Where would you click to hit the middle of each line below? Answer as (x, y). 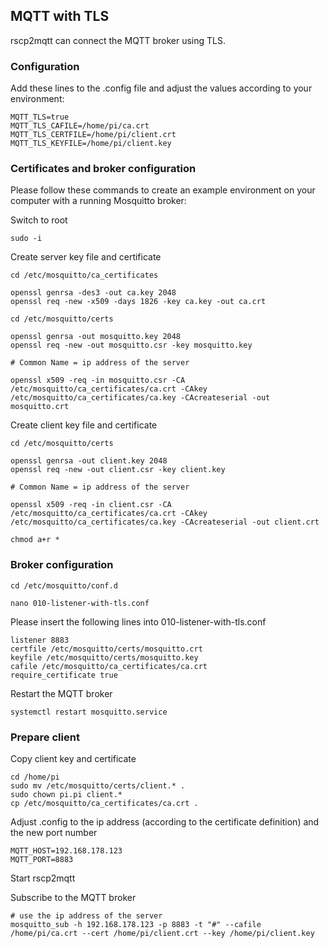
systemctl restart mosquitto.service (89, 712)
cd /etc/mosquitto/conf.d (64, 585)
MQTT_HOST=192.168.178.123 (66, 851)
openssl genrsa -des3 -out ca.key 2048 (93, 293)
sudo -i (26, 239)
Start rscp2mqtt (43, 878)
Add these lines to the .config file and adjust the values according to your (161, 88)
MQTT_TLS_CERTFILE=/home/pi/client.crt (93, 135)
